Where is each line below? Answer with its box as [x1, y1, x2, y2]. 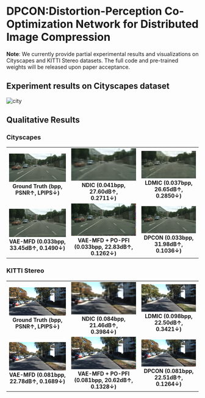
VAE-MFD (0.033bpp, [9, 238, 66, 245]
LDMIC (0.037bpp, [145, 179, 193, 187]
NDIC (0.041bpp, [81, 182, 126, 189]
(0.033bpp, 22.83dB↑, [74, 243, 133, 251]
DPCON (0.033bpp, [143, 234, 194, 241]
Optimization [6, 17, 73, 31]
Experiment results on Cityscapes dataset [6, 81, 170, 91]
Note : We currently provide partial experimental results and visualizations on [6, 50, 199, 57]
